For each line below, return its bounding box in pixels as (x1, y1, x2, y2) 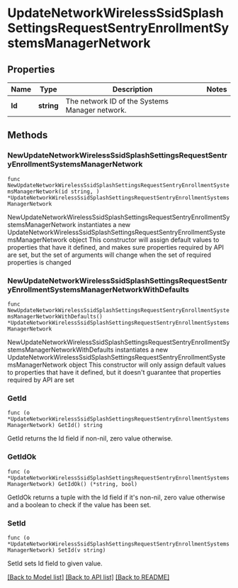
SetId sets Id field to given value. (7, 559, 103, 567)
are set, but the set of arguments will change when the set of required (7, 250, 211, 259)
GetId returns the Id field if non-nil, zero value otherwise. (7, 434, 174, 443)
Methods (7, 129, 48, 141)
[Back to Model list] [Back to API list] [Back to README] (7, 572, 170, 581)
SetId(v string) (57, 546, 106, 554)
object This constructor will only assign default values (68, 360, 227, 369)
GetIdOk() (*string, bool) (57, 480, 138, 487)
